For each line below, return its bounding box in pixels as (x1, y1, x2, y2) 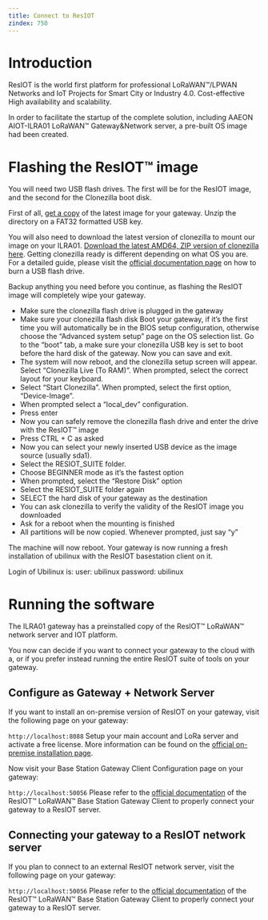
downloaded (19, 510, 62, 520)
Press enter (19, 408, 58, 418)
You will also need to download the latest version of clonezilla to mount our (8, 232, 256, 242)
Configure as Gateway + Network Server (8, 686, 215, 700)
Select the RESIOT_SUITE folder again (19, 485, 146, 494)
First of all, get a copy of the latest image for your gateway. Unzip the (8, 208, 237, 218)
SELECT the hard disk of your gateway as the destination (19, 494, 208, 503)
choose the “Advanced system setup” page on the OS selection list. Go (19, 332, 254, 341)
